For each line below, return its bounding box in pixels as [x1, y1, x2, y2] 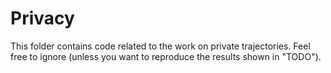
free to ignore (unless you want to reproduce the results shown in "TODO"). [10, 50, 322, 62]
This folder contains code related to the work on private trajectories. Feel [10, 40, 311, 52]
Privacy [10, 7, 75, 30]
